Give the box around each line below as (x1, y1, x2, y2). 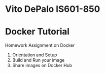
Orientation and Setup (12, 52, 58, 58)
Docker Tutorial (5, 26, 70, 37)
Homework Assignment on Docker (5, 42, 75, 48)
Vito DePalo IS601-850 (5, 3, 100, 15)
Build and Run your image (12, 57, 65, 63)
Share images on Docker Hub (12, 63, 72, 69)
